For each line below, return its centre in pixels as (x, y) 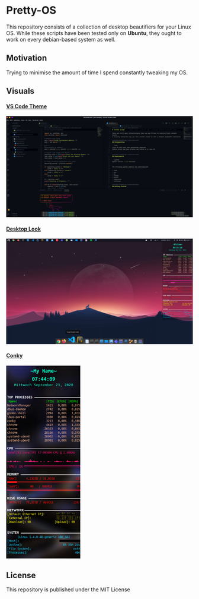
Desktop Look (24, 229)
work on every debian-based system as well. (61, 39)
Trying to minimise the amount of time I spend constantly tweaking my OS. (97, 72)
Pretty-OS (31, 10)
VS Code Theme (27, 106)
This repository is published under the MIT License (68, 589)
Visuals (20, 91)
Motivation (27, 58)
